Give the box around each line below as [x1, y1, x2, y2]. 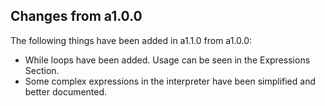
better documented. [24, 85, 108, 98]
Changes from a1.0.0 [10, 8, 143, 25]
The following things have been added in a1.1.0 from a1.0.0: [10, 34, 253, 46]
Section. [24, 64, 60, 76]
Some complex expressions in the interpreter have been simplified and [24, 75, 316, 87]
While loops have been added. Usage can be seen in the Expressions [24, 54, 311, 66]
